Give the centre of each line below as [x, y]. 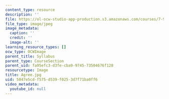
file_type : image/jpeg [29, 24]
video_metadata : [22, 84]
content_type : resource [30, 10]
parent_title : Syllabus [30, 56]
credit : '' [21, 38]
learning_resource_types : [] [36, 47]
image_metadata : [22, 28]
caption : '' [22, 33]
